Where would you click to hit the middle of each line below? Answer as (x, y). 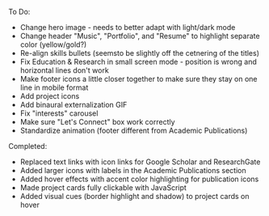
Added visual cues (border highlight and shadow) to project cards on (134, 196)
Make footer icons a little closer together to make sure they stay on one (139, 79)
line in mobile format (54, 87)
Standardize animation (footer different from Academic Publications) (134, 130)
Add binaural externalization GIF (74, 105)
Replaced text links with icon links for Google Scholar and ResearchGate (140, 162)
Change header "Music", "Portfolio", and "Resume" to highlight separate (140, 36)
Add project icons (50, 96)
